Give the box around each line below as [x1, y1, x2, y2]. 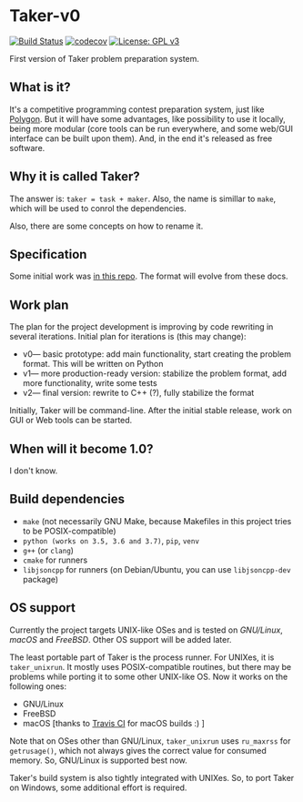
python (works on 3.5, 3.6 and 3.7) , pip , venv [22, 534, 200, 546]
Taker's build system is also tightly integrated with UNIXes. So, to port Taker [9, 772, 295, 783]
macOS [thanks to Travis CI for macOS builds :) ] [22, 717, 205, 728]
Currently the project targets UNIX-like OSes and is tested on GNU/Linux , [9, 624, 284, 635]
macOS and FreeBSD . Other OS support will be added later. [9, 634, 232, 645]
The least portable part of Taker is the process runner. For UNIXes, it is [9, 652, 275, 663]
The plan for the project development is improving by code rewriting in [9, 321, 274, 332]
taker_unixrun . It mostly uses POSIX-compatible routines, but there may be [9, 661, 292, 672]
